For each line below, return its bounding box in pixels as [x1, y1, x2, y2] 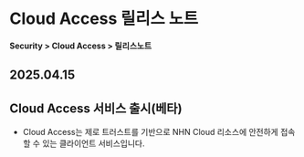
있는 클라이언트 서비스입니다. [42, 138, 145, 149]
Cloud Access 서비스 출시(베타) [9, 100, 183, 116]
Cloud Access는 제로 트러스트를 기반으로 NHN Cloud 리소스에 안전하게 [22, 127, 278, 138]
